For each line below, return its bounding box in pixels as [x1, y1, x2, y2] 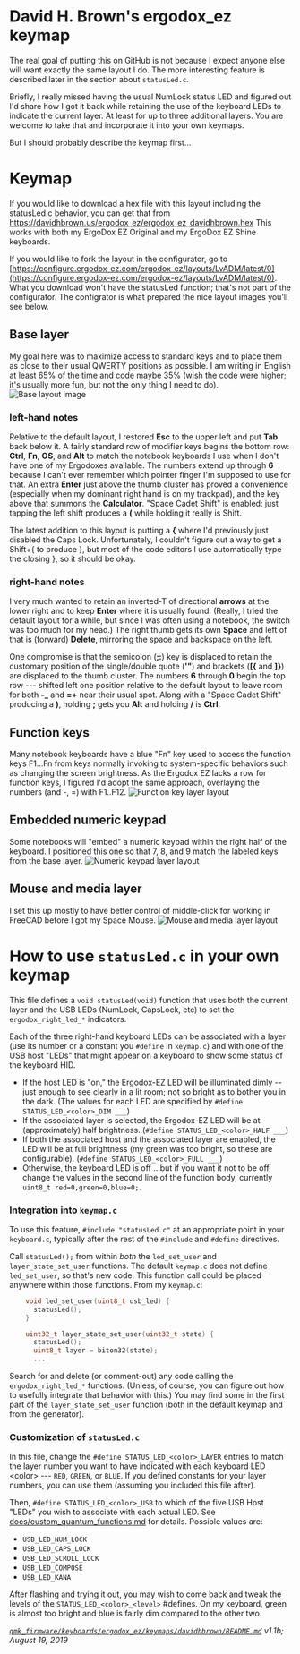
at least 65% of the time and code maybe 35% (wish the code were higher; [9, 370, 287, 380]
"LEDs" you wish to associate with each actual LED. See [9, 1506, 217, 1518]
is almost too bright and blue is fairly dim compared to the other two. [9, 1608, 262, 1619]
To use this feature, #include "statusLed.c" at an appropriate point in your [9, 1223, 285, 1234]
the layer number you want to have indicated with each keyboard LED [9, 1461, 266, 1471]
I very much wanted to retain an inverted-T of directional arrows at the [9, 596, 270, 607]
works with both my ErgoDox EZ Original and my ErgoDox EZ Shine [9, 226, 257, 237]
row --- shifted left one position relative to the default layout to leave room [9, 680, 284, 691]
